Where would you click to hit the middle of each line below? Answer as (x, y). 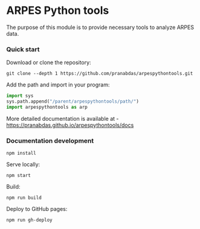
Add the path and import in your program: (58, 85)
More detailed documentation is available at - (63, 118)
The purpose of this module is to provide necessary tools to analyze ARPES (100, 27)
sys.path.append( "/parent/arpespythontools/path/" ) (73, 102)
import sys (20, 96)
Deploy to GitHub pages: (37, 209)
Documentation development (50, 141)
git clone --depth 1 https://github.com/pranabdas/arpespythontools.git (100, 74)
